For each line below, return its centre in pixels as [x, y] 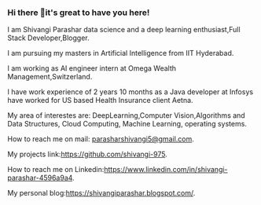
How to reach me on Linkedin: [56, 170]
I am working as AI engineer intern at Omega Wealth [92, 68]
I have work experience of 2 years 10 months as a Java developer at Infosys [130, 92]
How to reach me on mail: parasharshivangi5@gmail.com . [101, 139]
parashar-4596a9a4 [40, 178]
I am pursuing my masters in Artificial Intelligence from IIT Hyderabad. [121, 53]
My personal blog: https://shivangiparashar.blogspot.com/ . [101, 193]
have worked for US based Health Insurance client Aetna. [100, 101]
